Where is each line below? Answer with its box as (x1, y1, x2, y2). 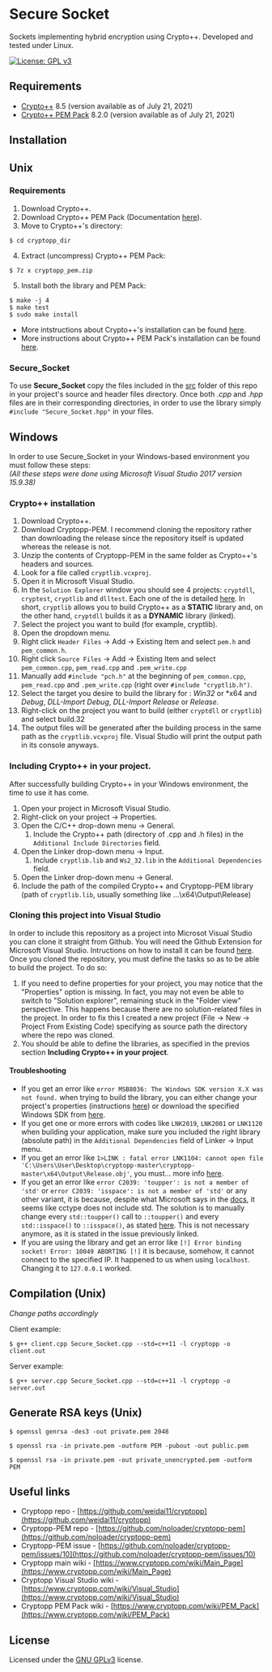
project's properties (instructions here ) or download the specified (20, 1101, 240, 1111)
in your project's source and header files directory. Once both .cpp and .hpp (9, 389, 264, 399)
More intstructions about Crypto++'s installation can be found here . (20, 325, 246, 334)
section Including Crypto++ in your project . (20, 1047, 169, 1057)
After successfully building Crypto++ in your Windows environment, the (9, 779, 249, 789)
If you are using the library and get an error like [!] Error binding (20, 1238, 242, 1248)
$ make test (9, 303, 49, 312)
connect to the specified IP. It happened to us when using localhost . (20, 1255, 250, 1265)
